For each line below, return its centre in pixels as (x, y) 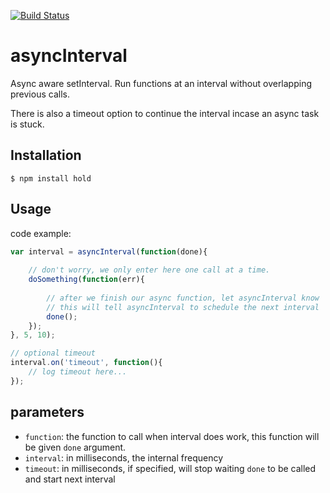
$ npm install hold (51, 178)
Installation (46, 155)
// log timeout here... (78, 372)
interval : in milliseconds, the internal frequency (124, 457)
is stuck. (27, 124)
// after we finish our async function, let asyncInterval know (183, 298)
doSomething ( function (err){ (86, 280)
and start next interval (70, 479)
